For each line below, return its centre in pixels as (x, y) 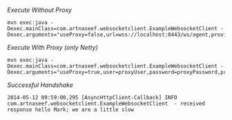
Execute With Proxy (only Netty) (53, 47)
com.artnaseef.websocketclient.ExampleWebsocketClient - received (106, 103)
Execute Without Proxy (40, 10)
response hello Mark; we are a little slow (71, 110)
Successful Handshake (40, 85)
